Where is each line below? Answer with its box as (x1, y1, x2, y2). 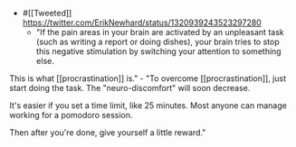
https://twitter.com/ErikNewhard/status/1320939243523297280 (22, 17, 263, 28)
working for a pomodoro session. (9, 110, 133, 120)
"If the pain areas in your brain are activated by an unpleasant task (35, 27, 284, 37)
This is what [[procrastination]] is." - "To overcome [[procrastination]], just (9, 73, 287, 84)
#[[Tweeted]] (22, 8, 72, 18)
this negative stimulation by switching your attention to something (35, 46, 282, 57)
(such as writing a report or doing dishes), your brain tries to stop (35, 36, 280, 47)
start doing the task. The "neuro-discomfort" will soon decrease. (9, 83, 251, 93)
